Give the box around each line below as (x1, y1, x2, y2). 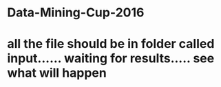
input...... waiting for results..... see (7, 51, 215, 66)
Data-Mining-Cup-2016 (7, 5, 145, 21)
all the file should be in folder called (7, 36, 215, 52)
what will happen (7, 65, 107, 81)
